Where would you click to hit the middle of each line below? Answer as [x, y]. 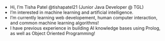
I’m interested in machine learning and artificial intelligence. [72, 12]
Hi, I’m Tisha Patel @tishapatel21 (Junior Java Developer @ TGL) [77, 7]
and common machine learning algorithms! [54, 23]
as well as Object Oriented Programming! [53, 33]
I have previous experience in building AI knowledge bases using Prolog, [85, 28]
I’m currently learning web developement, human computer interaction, [84, 18]
